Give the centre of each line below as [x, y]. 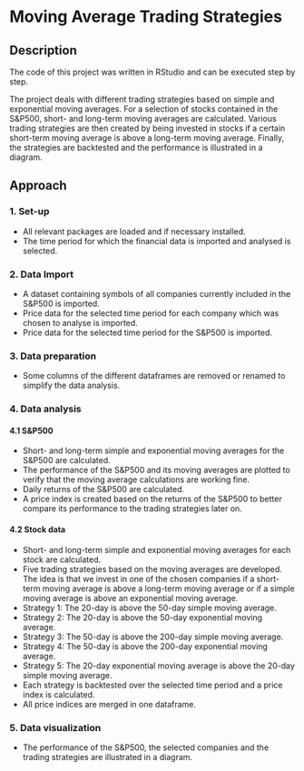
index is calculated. [59, 694]
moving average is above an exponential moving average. [130, 598]
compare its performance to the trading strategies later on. [132, 509]
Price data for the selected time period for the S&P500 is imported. [147, 332]
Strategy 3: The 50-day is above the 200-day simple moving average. [153, 637]
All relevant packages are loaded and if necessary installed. [134, 231]
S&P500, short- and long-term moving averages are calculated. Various [143, 119]
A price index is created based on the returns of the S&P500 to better [152, 499]
